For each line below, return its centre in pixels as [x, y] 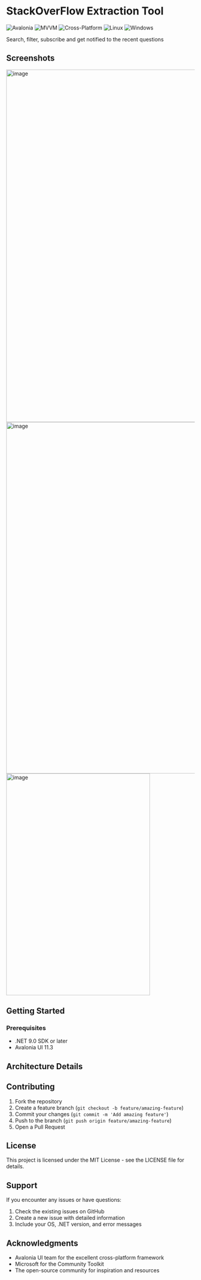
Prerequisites [26, 1028]
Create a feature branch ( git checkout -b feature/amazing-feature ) [99, 1108]
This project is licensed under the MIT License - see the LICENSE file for [95, 1160]
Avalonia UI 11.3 [34, 1048]
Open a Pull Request [40, 1127]
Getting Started [36, 1011]
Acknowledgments [42, 1243]
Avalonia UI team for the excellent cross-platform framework [89, 1258]
